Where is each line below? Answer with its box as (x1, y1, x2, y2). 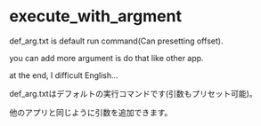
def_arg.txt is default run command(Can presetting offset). (9, 35, 224, 46)
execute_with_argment (9, 6, 183, 27)
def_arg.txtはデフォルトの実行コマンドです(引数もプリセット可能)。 (9, 88, 257, 98)
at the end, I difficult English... (9, 69, 118, 81)
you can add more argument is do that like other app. (9, 52, 204, 63)
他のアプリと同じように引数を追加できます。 (9, 106, 173, 117)
